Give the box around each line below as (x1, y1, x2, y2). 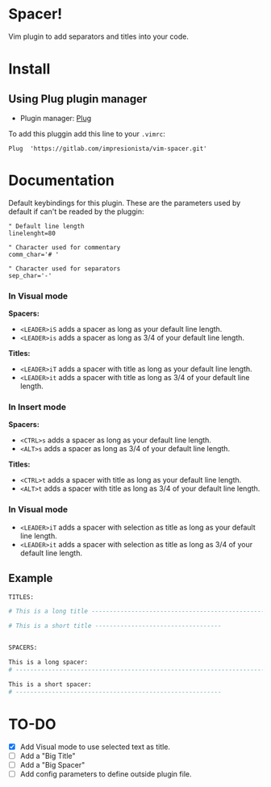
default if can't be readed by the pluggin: (8, 207, 144, 216)
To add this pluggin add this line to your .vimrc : (8, 128, 165, 138)
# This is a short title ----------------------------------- (8, 622, 222, 630)
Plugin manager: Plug (19, 113, 92, 123)
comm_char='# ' (8, 250, 60, 258)
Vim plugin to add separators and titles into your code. (8, 31, 190, 41)
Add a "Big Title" (19, 751, 76, 760)
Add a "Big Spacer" (19, 760, 85, 769)
